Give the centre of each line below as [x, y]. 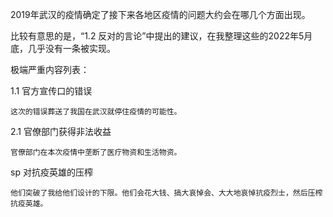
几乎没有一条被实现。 [71, 48]
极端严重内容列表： [50, 69]
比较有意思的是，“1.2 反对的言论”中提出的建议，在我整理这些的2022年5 [157, 36]
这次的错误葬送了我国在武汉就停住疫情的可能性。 [96, 112]
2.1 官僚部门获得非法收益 [61, 131]
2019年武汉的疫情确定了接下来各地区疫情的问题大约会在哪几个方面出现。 [160, 14]
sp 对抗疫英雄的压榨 [51, 172]
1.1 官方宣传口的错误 [51, 91]
